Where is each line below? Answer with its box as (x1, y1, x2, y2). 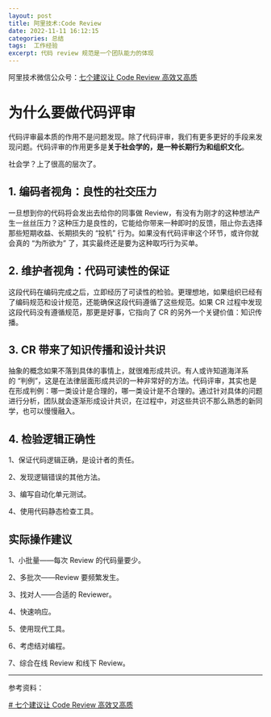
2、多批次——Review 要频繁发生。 (8, 573, 123, 582)
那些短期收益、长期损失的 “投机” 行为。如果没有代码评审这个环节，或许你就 (8, 227, 260, 238)
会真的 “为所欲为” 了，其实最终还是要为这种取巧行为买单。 (8, 238, 203, 248)
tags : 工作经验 (8, 42, 58, 50)
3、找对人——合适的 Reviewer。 (8, 590, 117, 599)
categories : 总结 (8, 34, 65, 43)
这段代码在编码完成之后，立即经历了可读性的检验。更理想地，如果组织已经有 (8, 287, 263, 297)
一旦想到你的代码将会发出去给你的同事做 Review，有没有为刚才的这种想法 (8, 207, 254, 218)
